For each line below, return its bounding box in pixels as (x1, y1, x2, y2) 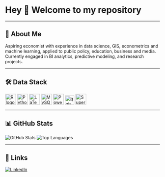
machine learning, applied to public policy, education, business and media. (5, 48, 156, 54)
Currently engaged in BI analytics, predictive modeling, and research (5, 53, 144, 59)
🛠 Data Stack (5, 78, 48, 86)
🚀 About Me (5, 30, 42, 38)
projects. (5, 58, 23, 64)
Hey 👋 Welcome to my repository (5, 4, 141, 16)
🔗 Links (5, 153, 28, 162)
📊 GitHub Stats (5, 119, 53, 127)
